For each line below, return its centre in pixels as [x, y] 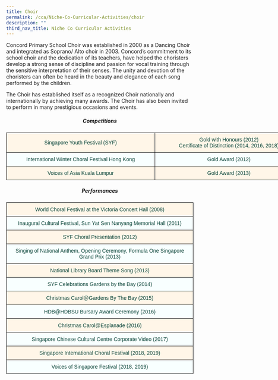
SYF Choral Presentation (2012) [100, 237]
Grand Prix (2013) [100, 257]
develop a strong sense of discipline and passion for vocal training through [98, 64]
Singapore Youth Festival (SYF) [80, 143]
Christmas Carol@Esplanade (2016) [100, 326]
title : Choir [22, 12]
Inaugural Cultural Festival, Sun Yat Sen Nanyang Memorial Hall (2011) [100, 223]
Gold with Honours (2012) [229, 140]
